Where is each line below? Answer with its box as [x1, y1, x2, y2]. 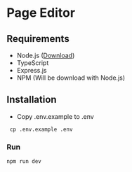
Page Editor [6, 5, 75, 21]
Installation [6, 94, 57, 106]
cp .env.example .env [9, 126, 73, 133]
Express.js [16, 66, 47, 74]
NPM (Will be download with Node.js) [16, 73, 126, 82]
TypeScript [16, 59, 49, 67]
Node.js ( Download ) [16, 51, 75, 59]
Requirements [6, 33, 70, 45]
